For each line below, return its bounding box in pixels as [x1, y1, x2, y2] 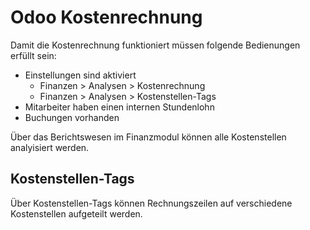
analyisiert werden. [10, 141, 90, 153]
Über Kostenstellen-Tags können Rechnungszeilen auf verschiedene [10, 197, 293, 209]
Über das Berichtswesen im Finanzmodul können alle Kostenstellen [10, 131, 287, 143]
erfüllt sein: [10, 49, 57, 61]
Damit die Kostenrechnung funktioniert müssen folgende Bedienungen [10, 39, 301, 51]
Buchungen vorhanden [24, 111, 120, 123]
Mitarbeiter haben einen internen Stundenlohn [24, 101, 215, 113]
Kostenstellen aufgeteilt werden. [10, 207, 143, 220]
